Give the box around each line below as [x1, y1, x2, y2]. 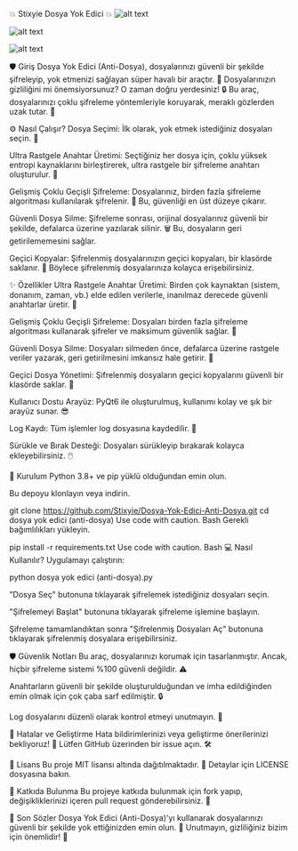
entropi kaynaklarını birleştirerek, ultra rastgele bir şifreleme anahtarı [9, 160, 260, 170]
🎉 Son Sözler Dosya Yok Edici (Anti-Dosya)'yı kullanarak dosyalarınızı [9, 813, 263, 823]
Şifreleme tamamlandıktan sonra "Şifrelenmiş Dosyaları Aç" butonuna [9, 623, 264, 634]
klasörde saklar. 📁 [9, 379, 75, 389]
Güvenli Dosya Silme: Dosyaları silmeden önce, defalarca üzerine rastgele [9, 343, 280, 353]
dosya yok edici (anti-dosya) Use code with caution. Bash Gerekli [9, 515, 249, 525]
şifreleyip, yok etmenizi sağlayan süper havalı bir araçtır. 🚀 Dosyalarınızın [9, 74, 276, 84]
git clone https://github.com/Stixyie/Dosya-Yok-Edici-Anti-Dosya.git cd [9, 505, 270, 516]
